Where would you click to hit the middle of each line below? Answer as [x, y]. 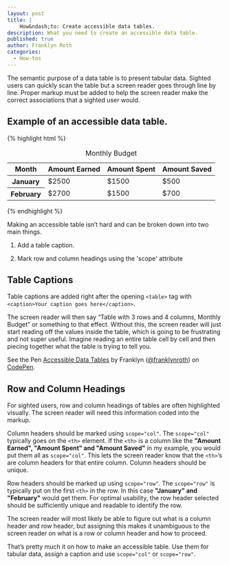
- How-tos [27, 59]
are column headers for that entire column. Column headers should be [107, 463]
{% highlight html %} [37, 138]
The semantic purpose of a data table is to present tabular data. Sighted [109, 78]
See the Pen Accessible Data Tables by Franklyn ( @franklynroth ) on [103, 360]
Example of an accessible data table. [87, 122]
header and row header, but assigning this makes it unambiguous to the [109, 526]
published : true [30, 39]
